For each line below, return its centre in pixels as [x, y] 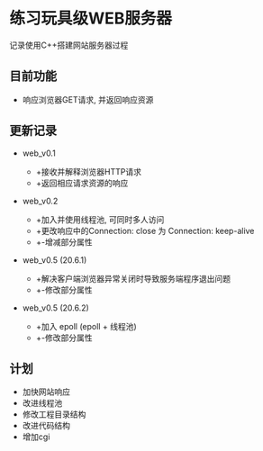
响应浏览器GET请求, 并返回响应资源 [88, 99]
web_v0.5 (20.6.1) [54, 260]
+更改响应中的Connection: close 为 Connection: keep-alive [145, 230]
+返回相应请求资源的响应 [82, 183]
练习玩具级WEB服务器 [91, 18]
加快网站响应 [46, 392]
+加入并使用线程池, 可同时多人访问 [100, 219]
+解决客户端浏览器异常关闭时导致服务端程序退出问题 [133, 278]
